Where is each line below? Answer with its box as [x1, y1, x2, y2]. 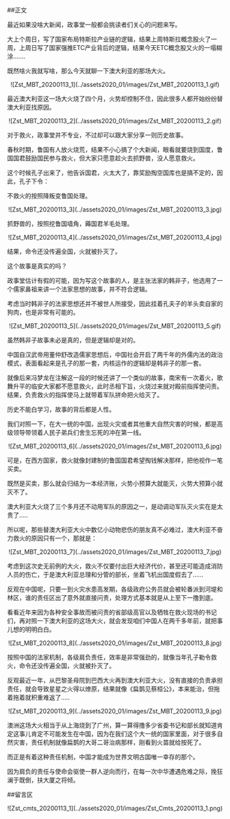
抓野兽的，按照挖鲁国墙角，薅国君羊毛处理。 [7, 220, 133, 227]
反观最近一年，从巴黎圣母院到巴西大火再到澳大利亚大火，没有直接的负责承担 [7, 677, 223, 684]
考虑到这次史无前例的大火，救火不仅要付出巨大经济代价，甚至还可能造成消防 [7, 562, 223, 570]
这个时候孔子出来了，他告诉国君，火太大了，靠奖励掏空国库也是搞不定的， [7, 168, 217, 177]
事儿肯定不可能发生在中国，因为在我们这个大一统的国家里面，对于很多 [18, 730, 217, 738]
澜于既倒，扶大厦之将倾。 [7, 776, 79, 784]
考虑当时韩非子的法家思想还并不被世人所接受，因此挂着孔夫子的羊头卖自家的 [7, 300, 223, 307]
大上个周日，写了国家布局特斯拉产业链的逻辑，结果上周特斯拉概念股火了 [7, 35, 211, 43]
